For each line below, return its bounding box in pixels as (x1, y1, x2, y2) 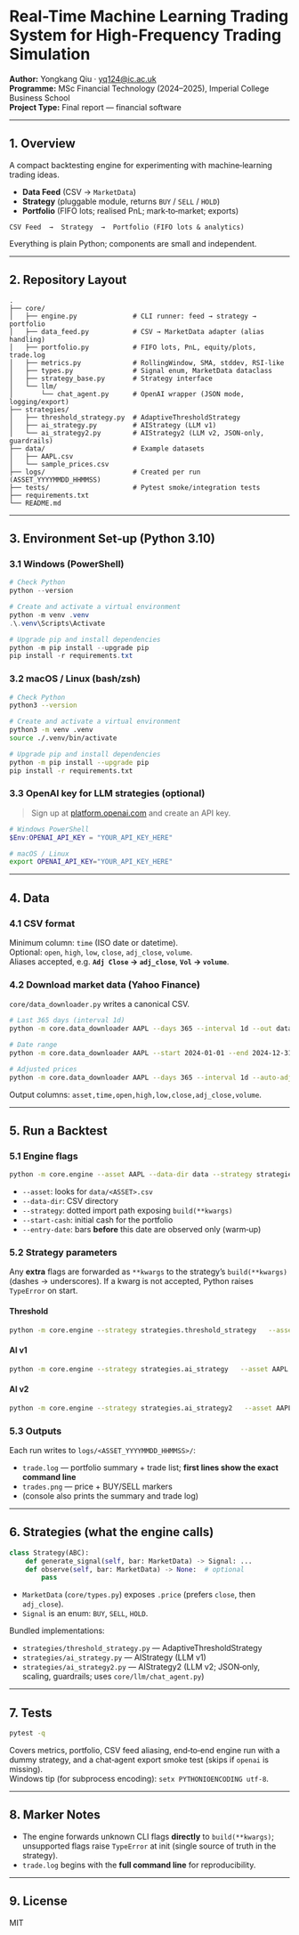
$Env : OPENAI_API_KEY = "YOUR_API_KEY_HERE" (9, 833, 174, 842)
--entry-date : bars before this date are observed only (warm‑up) (21, 1224, 262, 1235)
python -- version (9, 586, 74, 596)
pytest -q (9, 1729, 46, 1738)
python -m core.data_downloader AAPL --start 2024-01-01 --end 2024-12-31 (9, 1048, 293, 1057)
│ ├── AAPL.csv (9, 451, 74, 460)
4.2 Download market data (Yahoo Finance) (9, 978, 200, 990)
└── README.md (9, 499, 62, 508)
